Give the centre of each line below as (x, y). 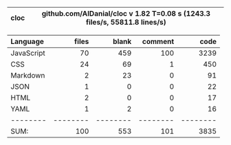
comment (158, 42)
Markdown (28, 75)
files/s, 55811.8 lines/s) (126, 22)
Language (27, 42)
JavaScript (28, 53)
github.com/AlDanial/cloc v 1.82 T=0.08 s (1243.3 (126, 13)
